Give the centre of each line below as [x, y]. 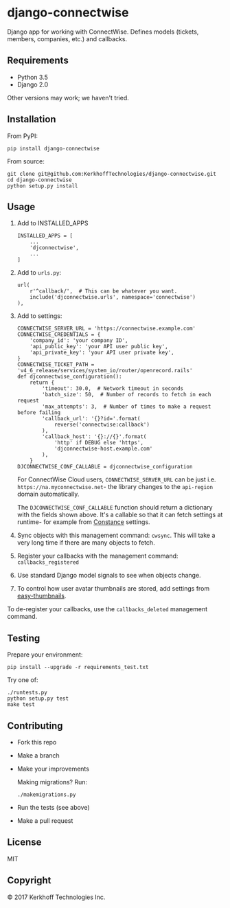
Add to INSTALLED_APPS [53, 223]
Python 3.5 [32, 77]
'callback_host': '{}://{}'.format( [94, 437]
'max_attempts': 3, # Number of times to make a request [127, 407]
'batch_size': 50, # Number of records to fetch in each [127, 395]
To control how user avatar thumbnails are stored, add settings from [113, 589]
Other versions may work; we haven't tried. [68, 98]
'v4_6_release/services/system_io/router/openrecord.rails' [105, 371]
